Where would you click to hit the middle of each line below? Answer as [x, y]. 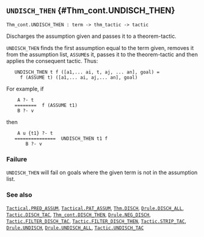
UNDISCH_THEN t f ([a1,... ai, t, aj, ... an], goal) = [87, 72]
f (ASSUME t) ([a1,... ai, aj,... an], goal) [79, 77]
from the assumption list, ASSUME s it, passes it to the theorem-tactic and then [102, 54]
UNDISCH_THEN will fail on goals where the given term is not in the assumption [102, 173]
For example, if [25, 89]
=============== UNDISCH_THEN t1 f [61, 138]
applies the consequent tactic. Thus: [52, 60]
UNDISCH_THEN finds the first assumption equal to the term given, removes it [100, 48]
